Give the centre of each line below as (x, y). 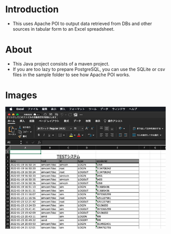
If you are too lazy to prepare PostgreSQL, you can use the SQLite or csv (89, 69)
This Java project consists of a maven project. (61, 64)
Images (21, 95)
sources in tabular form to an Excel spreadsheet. (64, 29)
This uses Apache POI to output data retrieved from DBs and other (82, 24)
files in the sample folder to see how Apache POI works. (72, 75)
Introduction (32, 9)
